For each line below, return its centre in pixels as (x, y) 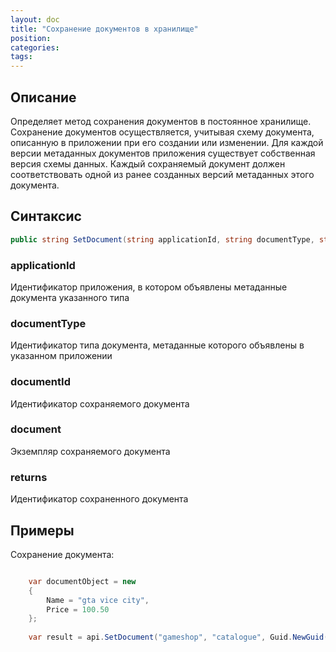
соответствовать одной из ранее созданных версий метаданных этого (162, 174)
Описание (43, 97)
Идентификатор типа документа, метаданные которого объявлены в (157, 345)
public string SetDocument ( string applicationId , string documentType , (162, 239)
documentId (40, 382)
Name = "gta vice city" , (98, 600)
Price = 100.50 (78, 609)
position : (31, 38)
